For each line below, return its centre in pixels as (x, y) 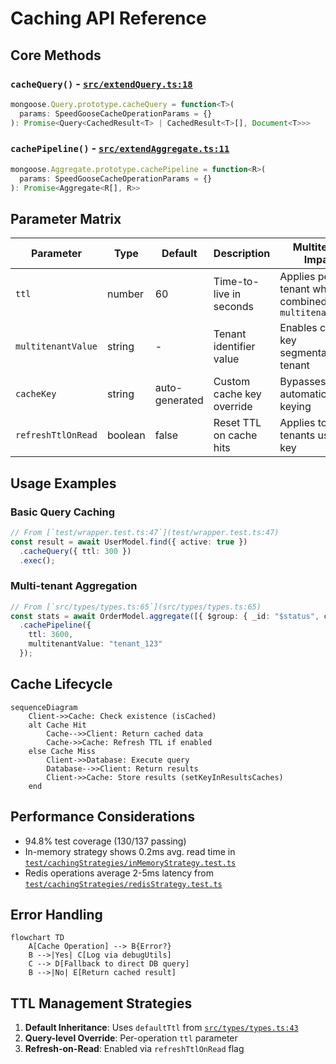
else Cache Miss (62, 751)
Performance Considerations (102, 817)
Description (242, 254)
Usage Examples (63, 483)
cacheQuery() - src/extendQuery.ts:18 (101, 84)
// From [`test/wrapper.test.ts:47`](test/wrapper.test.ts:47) (145, 532)
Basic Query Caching (63, 512)
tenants (297, 435)
